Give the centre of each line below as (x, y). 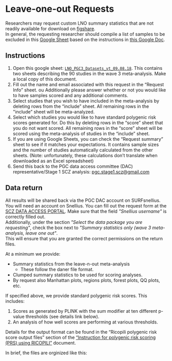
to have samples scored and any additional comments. (70, 95)
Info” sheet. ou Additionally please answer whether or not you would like (89, 90)
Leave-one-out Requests (60, 9)
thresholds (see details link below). (62, 316)
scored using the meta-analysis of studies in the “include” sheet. (81, 134)
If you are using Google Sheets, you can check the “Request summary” (88, 139)
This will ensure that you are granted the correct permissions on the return (84, 238)
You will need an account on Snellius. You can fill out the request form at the (86, 205)
